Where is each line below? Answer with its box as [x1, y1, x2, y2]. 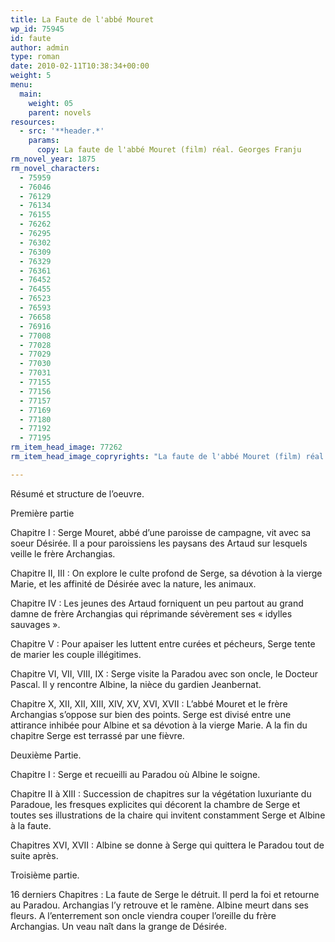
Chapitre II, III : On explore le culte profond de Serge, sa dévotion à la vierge [10, 567, 323, 579]
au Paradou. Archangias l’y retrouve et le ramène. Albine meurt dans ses [10, 899, 309, 911]
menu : [10, 80, 33, 90]
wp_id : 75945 [10, 24, 65, 34]
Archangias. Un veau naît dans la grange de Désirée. [10, 920, 227, 932]
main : [19, 89, 43, 99]
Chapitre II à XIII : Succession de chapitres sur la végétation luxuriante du [10, 787, 312, 800]
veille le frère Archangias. [10, 547, 116, 560]
